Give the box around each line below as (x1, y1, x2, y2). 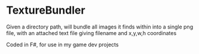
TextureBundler (6, 4, 85, 17)
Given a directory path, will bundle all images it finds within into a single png (6, 23, 193, 30)
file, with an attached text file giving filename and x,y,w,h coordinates (6, 29, 177, 36)
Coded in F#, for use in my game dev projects (6, 41, 119, 48)
